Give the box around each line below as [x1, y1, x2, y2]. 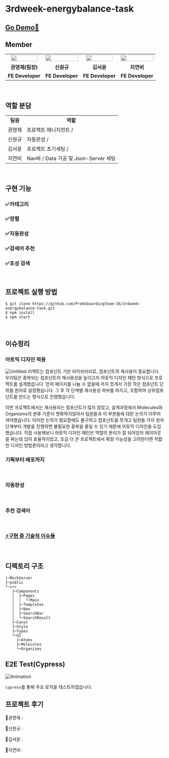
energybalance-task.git [5, 306, 55, 311]
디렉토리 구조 [5, 562, 44, 570]
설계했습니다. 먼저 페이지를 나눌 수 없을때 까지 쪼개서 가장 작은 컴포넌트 [18, 381, 159, 387]
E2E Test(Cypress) [5, 660, 66, 668]
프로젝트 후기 [5, 700, 44, 709]
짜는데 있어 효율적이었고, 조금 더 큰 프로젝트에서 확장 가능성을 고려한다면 [10, 436, 153, 442]
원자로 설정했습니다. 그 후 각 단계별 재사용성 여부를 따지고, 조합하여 [14, 388, 146, 394]
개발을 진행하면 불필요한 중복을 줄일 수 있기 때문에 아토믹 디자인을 [22, 424, 152, 430]
